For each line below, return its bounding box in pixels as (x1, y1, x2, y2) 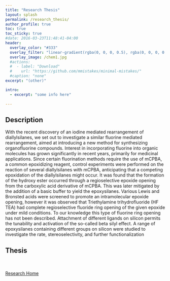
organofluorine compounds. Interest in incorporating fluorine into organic (5, 145, 158, 151)
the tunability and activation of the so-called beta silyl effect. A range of (5, 221, 156, 227)
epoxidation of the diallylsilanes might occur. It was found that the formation (5, 172, 164, 178)
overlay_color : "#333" (10, 45, 58, 50)
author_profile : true (5, 21, 51, 27)
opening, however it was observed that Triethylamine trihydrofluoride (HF (5, 199, 159, 205)
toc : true (5, 26, 26, 31)
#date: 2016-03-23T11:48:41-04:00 (5, 36, 79, 41)
